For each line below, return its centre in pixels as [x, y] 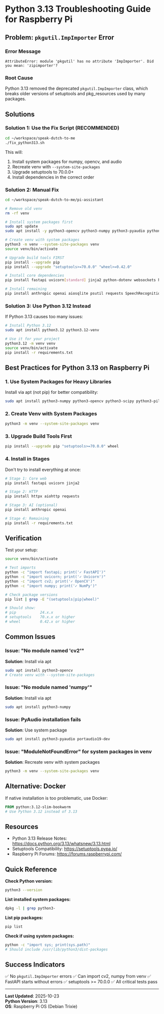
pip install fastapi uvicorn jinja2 [42, 483]
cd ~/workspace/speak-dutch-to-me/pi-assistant [54, 200]
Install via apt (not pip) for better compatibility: [52, 392]
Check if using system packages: [40, 936]
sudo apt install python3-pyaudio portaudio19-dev [58, 739]
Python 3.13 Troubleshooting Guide [78, 9]
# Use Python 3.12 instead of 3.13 [41, 811]
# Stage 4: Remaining [27, 518]
